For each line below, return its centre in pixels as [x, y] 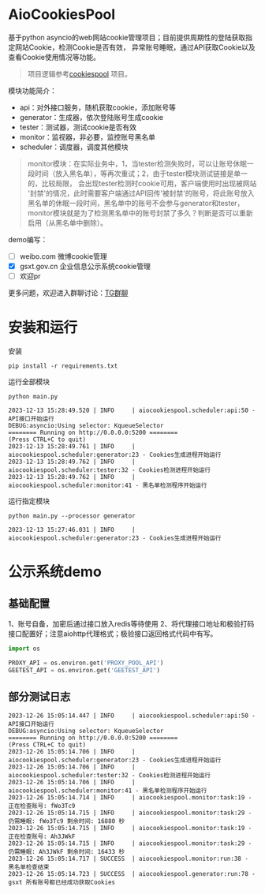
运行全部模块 [29, 382]
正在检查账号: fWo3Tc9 [42, 806]
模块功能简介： [32, 90]
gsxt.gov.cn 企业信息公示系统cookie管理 [85, 266]
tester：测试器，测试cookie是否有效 [78, 127]
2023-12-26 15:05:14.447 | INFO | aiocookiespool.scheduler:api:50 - [132, 716]
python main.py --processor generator [72, 516]
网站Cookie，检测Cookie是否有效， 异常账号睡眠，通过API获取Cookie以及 [135, 47]
